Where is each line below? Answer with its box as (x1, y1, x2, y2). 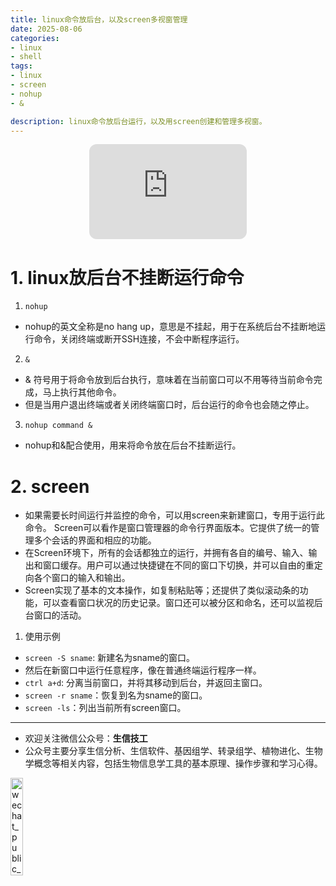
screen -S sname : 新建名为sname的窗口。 (24, 652, 196, 664)
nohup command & (24, 421, 93, 431)
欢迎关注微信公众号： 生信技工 (24, 732, 148, 745)
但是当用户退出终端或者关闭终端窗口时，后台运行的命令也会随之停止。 (24, 399, 315, 411)
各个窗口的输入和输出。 (33, 572, 131, 584)
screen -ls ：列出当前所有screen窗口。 (24, 702, 187, 714)
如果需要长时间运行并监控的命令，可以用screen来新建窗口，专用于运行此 (24, 509, 325, 521)
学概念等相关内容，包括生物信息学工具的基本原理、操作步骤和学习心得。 (24, 757, 323, 770)
